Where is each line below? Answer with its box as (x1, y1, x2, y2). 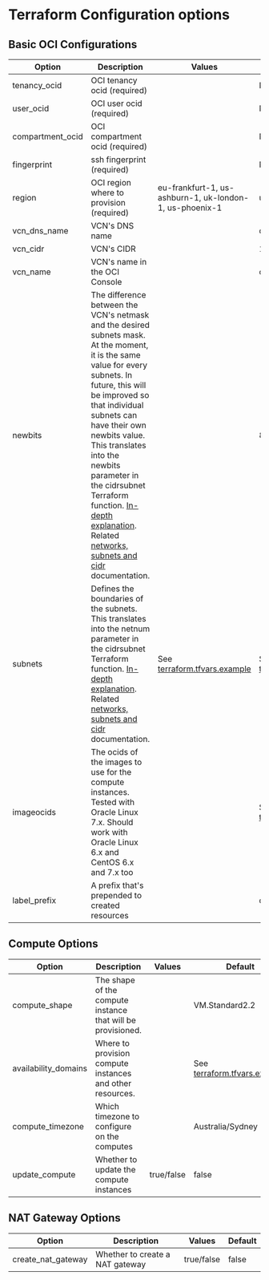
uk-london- (203, 192, 250, 203)
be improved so (90, 390, 150, 400)
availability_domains (12, 1063, 88, 1074)
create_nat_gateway (12, 1254, 88, 1265)
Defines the (90, 583, 134, 594)
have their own (90, 419, 147, 431)
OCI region (90, 177, 132, 188)
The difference (90, 290, 147, 300)
